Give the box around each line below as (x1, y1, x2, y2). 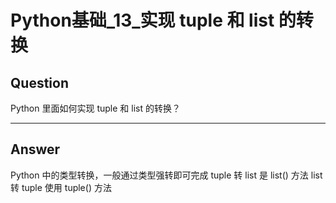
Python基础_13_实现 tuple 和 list (10, 9, 275, 32)
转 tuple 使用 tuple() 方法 (10, 181, 112, 193)
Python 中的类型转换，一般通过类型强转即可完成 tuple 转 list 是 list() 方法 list (10, 169, 323, 181)
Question (10, 74, 69, 91)
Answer (10, 141, 61, 158)
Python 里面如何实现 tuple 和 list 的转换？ (10, 102, 181, 114)
